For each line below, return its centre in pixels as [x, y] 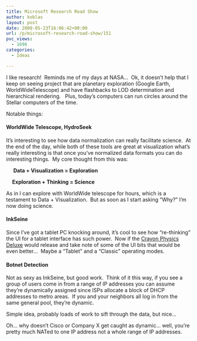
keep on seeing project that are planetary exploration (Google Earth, [88, 84]
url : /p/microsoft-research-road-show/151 [59, 34]
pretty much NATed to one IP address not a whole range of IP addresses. [94, 332]
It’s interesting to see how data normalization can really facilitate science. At [98, 140]
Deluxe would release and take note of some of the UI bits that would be [93, 245]
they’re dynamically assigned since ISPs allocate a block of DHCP [86, 290]
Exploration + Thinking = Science [53, 182]
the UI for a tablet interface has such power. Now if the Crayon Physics [92, 239]
